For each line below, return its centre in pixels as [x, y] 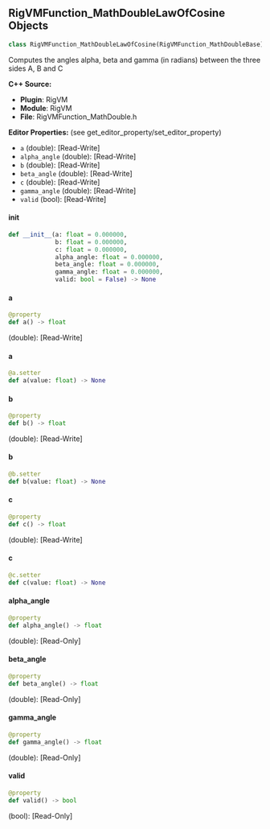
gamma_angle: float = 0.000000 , [109, 272]
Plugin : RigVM [44, 99]
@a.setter [25, 373]
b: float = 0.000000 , [91, 242]
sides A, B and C [36, 68]
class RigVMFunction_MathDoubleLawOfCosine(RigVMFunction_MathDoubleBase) [136, 44]
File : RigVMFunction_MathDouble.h [78, 117]
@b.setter [25, 474]
